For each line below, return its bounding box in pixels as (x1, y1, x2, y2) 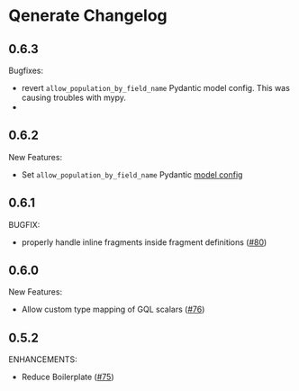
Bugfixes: (8, 65, 44, 76)
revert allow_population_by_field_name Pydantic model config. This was (21, 83, 290, 93)
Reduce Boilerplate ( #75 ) (21, 371, 114, 383)
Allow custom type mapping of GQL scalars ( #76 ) (21, 304, 205, 315)
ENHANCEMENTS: (8, 354, 77, 365)
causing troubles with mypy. (21, 92, 127, 103)
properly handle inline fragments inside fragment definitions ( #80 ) (21, 236, 267, 248)
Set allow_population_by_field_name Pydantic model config (21, 168, 243, 180)
